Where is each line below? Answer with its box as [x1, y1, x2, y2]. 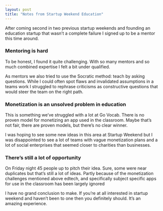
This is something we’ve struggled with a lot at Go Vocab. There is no [5, 112, 145, 118]
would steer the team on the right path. [5, 89, 84, 95]
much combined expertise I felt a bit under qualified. [5, 64, 110, 70]
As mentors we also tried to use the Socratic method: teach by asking [5, 73, 145, 79]
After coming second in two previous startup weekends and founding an [5, 25, 150, 31]
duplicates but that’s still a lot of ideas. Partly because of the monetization [5, 171, 154, 176]
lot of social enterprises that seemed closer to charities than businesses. [5, 142, 151, 148]
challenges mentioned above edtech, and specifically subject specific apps [5, 176, 157, 182]
